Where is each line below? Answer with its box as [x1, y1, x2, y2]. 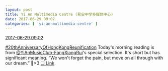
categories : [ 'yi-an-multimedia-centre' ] [5, 21, 98, 26]
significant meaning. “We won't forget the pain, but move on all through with [5, 55, 163, 61]
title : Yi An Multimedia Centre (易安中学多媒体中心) [5, 12, 114, 17]
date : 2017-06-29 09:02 [5, 16, 55, 21]
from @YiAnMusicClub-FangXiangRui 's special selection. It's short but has [5, 50, 160, 56]
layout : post [5, 7, 33, 12]
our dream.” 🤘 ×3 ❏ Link [5, 60, 55, 66]
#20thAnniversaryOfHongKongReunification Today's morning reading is [5, 44, 154, 50]
